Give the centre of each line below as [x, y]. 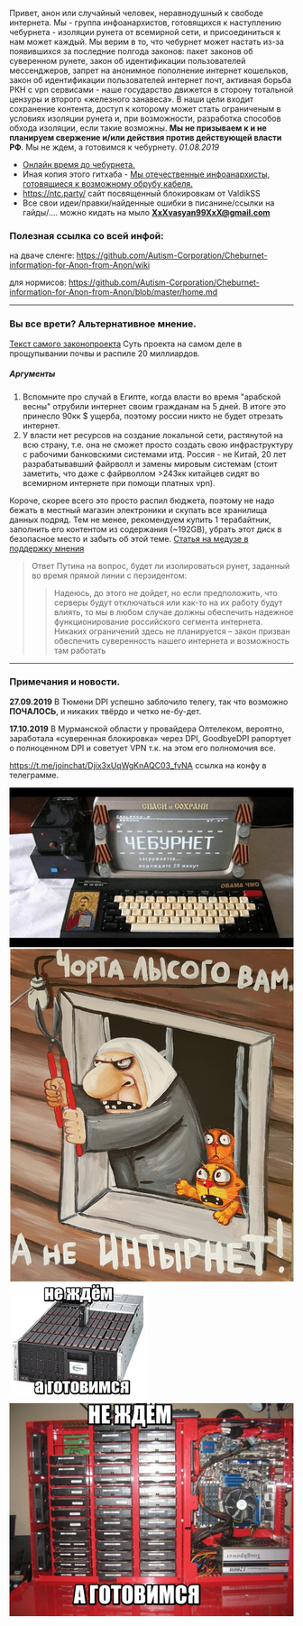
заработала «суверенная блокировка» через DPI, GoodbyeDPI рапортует [150, 738]
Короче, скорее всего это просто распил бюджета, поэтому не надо [142, 501]
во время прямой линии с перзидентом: [109, 575]
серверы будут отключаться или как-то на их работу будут [168, 602]
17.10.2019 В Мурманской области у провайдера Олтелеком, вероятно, [147, 729]
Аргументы [32, 374]
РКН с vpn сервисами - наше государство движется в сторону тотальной [151, 90]
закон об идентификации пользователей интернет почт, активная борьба [151, 80]
